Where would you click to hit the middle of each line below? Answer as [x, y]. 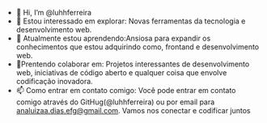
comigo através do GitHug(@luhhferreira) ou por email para [115, 102]
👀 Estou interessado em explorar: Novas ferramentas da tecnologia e [131, 21]
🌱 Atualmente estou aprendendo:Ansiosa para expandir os [113, 38]
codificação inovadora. [54, 81]
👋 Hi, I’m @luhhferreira [53, 13]
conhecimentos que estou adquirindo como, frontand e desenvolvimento [138, 47]
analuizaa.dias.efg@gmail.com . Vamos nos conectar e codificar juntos [133, 110]
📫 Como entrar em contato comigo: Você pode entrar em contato [126, 90]
